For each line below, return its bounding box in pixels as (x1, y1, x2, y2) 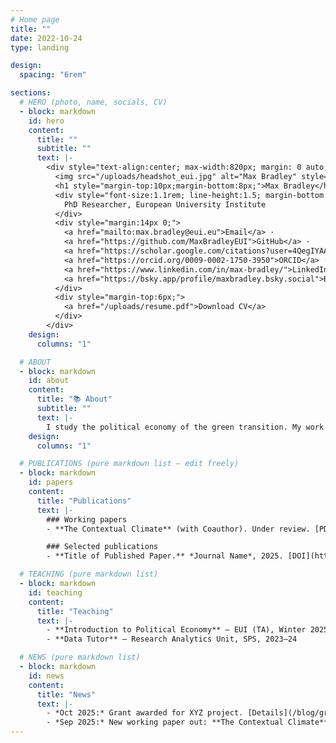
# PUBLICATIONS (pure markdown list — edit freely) (19, 459, 240, 469)
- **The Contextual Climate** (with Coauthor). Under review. (46, 524, 311, 534)
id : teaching (28, 587, 83, 598)
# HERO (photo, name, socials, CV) (19, 97, 168, 107)
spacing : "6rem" (19, 70, 87, 80)
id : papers (28, 477, 74, 488)
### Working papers (46, 514, 128, 525)
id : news (28, 671, 65, 681)
